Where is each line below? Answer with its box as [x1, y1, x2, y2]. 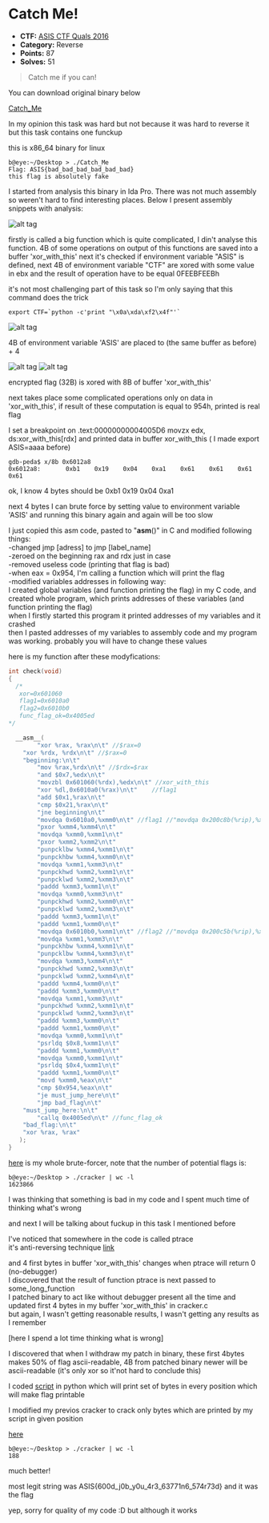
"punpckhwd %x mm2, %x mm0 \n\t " [37, 898, 134, 906]
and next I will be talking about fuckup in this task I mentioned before [8, 1219, 236, 1228]
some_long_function [8, 1283, 75, 1293]
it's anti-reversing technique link [8, 1243, 114, 1252]
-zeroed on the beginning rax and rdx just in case [8, 550, 171, 561]
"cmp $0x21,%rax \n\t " [37, 800, 110, 809]
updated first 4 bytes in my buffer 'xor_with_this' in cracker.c [8, 1300, 208, 1310]
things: [8, 534, 31, 543]
